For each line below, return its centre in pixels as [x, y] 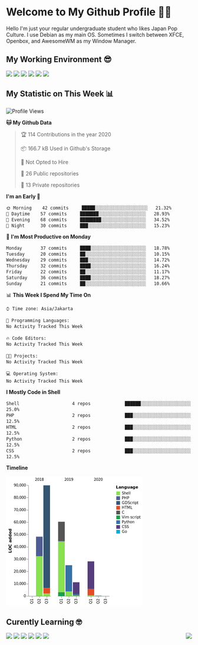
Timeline [17, 468]
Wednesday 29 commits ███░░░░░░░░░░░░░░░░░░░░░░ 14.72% [88, 260]
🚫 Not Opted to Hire [44, 162]
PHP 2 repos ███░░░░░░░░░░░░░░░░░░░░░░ [99, 415]
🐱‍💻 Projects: [22, 356]
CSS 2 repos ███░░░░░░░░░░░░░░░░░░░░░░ [99, 451]
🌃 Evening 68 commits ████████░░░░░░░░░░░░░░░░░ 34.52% [88, 220]
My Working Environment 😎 [59, 59]
